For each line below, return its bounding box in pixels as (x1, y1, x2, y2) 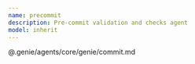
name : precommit (8, 11, 61, 20)
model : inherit (8, 26, 58, 34)
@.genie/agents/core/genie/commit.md (8, 48, 136, 57)
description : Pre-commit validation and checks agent (8, 19, 189, 27)
